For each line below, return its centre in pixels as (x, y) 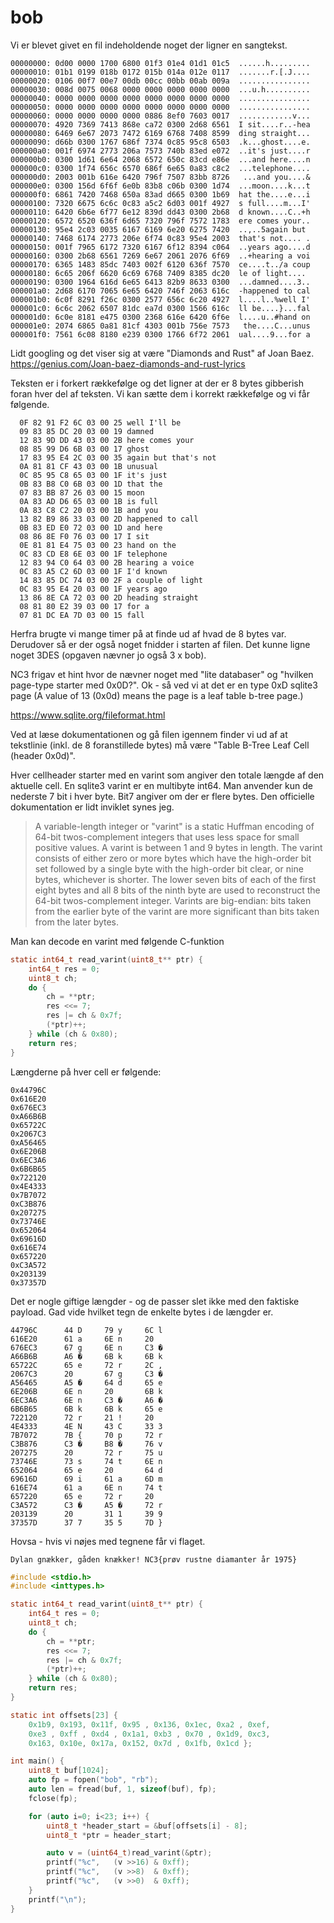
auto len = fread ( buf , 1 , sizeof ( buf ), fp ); (122, 1789)
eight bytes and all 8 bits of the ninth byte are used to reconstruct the (177, 890)
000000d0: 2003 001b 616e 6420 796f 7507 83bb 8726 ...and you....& (160, 177)
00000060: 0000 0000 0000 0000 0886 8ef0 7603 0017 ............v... (160, 116)
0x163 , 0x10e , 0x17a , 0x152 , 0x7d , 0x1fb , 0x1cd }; (140, 1743)
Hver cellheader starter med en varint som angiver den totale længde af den (167, 775)
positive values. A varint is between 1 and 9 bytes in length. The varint (178, 847)
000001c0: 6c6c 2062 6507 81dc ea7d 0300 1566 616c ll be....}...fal (160, 308)
